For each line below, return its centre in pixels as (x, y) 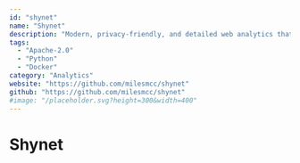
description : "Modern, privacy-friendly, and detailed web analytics (142, 34)
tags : (19, 42)
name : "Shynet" (37, 26)
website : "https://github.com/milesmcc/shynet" (100, 84)
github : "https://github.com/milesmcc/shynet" (97, 92)
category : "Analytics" (51, 76)
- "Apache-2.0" (46, 51)
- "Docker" (37, 68)
